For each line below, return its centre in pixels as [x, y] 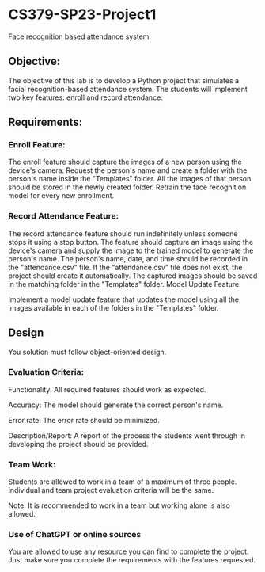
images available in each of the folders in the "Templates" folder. [114, 307]
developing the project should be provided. [78, 444]
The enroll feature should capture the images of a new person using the [125, 162]
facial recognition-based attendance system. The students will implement [128, 89]
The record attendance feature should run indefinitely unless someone [123, 233]
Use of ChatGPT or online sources [75, 535]
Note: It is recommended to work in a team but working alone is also [119, 505]
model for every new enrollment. [61, 196]
